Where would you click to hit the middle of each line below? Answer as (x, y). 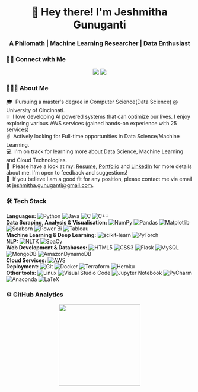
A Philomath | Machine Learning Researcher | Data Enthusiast (100, 43)
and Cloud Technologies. (36, 160)
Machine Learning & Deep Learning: (51, 235)
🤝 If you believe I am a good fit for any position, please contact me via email (99, 179)
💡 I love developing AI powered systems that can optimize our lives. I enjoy (98, 116)
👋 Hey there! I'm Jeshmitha (100, 12)
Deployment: (23, 266)
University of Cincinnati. (36, 110)
